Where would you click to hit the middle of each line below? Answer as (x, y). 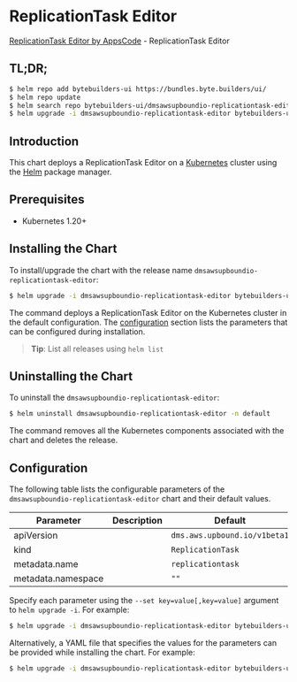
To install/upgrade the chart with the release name (101, 270)
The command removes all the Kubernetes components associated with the (147, 431)
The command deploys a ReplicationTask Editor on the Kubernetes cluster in (148, 312)
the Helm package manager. (61, 172)
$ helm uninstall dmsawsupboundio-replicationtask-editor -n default (140, 414)
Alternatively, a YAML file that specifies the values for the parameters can (143, 642)
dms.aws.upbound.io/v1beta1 (230, 536)
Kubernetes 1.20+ (54, 221)
